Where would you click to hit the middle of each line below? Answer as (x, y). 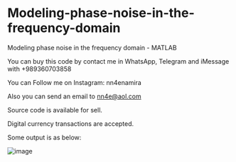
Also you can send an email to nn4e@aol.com (74, 96)
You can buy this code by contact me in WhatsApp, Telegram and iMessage (118, 61)
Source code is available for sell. (55, 110)
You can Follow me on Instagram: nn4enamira (75, 82)
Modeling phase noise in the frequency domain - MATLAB (92, 47)
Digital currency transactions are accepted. (71, 123)
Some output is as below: (44, 137)
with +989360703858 (39, 69)
